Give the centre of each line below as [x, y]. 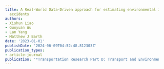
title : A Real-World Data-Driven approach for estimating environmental [81, 9]
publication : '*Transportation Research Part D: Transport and [71, 59]
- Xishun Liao [20, 23]
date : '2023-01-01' [25, 41]
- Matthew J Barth [24, 37]
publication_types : [25, 50]
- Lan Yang [16, 32]
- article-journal [24, 55]
